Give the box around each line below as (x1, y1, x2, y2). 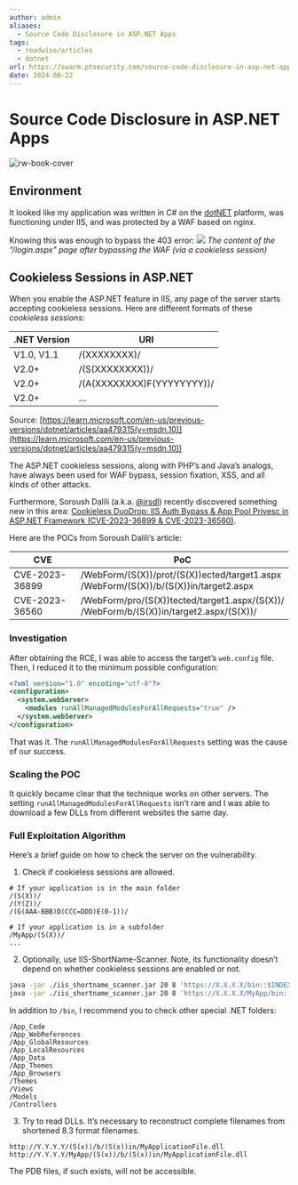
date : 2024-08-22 (9, 71, 74, 80)
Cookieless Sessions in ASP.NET (9, 270, 194, 285)
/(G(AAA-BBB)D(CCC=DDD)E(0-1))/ (9, 907, 129, 916)
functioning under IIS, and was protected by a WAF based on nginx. (9, 216, 256, 227)
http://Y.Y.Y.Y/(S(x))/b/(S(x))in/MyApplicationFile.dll (9, 1142, 224, 1152)
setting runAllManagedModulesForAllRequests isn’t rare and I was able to (9, 798, 271, 809)
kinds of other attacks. (9, 480, 91, 490)
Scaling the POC (9, 768, 82, 780)
